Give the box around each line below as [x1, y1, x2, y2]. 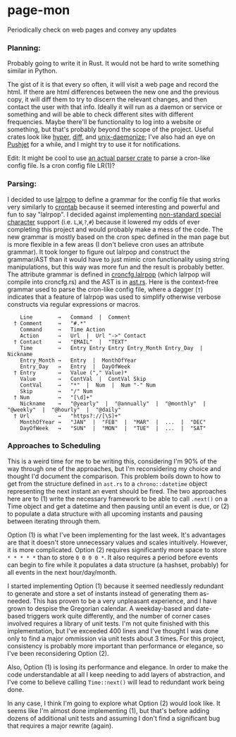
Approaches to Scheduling [7, 441, 101, 451]
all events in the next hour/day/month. [7, 568, 118, 576]
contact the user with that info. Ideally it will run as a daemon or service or [7, 103, 223, 111]
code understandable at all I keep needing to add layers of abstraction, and [7, 670, 225, 678]
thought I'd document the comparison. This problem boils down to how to [7, 472, 221, 480]
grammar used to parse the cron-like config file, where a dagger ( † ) [7, 285, 204, 293]
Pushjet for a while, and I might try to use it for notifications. [7, 140, 181, 149]
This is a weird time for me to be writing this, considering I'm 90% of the [7, 457, 217, 465]
